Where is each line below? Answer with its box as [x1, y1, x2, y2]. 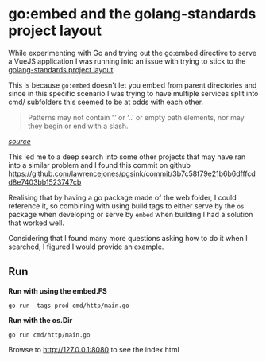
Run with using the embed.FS [8, 286, 107, 295]
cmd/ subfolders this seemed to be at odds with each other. [8, 97, 204, 107]
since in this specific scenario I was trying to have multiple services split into [8, 88, 259, 98]
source [8, 136, 32, 146]
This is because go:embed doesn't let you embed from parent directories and [8, 80, 257, 90]
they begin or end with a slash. [27, 121, 129, 130]
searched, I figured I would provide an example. [8, 242, 164, 251]
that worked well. [8, 218, 65, 228]
